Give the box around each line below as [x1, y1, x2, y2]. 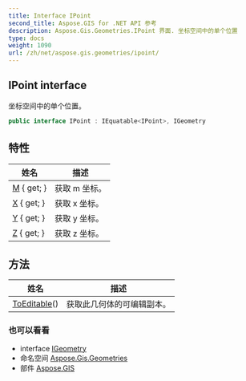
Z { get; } [12, 227, 46, 238]
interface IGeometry [19, 343, 87, 353]
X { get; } [12, 197, 46, 209]
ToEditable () [12, 298, 58, 310]
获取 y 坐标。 [54, 213, 104, 224]
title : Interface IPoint [8, 11, 91, 20]
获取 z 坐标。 [54, 228, 104, 239]
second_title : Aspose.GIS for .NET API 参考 [8, 19, 157, 27]
